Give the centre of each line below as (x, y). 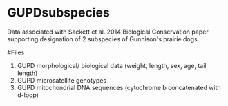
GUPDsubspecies (59, 13)
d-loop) (28, 95)
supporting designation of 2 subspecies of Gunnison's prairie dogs (103, 39)
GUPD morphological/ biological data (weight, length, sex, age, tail (112, 65)
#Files (16, 52)
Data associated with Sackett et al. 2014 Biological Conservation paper (108, 32)
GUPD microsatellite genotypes (62, 80)
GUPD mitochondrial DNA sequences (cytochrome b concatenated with (119, 87)
